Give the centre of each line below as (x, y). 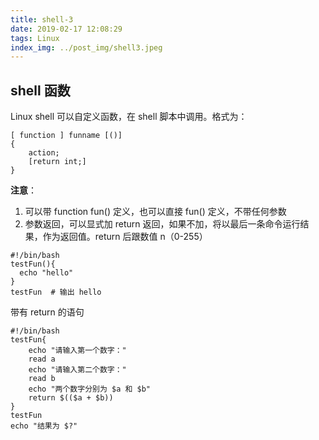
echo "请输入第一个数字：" (77, 351)
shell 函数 (40, 90)
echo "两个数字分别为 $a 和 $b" (89, 389)
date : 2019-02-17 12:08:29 (66, 29)
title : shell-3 (42, 19)
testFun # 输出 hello (56, 292)
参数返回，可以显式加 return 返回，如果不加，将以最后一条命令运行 (162, 224)
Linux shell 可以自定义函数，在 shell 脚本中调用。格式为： (129, 117)
